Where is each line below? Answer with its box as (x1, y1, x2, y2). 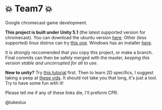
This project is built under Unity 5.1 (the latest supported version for (5, 29, 146, 35)
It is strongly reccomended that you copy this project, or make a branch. (5, 49, 153, 55)
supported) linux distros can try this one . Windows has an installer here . (5, 40, 153, 46)
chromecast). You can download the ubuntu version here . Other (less (5, 34, 147, 40)
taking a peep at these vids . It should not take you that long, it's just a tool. (5, 75, 158, 81)
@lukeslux (5, 99, 26, 105)
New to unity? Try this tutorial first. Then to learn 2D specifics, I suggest (5, 69, 154, 75)
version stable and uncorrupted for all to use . (5, 60, 98, 66)
